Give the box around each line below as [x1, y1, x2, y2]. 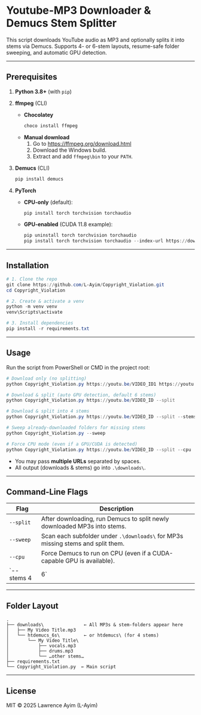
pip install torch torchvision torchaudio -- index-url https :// [23, 238, 188, 244]
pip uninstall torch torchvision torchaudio [23, 232, 137, 239]
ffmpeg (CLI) [14, 100, 48, 107]
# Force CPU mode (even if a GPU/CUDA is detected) [6, 441, 138, 447]
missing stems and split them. [41, 539, 124, 548]
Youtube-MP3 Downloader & [6, 4, 151, 17]
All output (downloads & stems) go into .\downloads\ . [14, 464, 146, 471]
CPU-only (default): [23, 199, 73, 206]
